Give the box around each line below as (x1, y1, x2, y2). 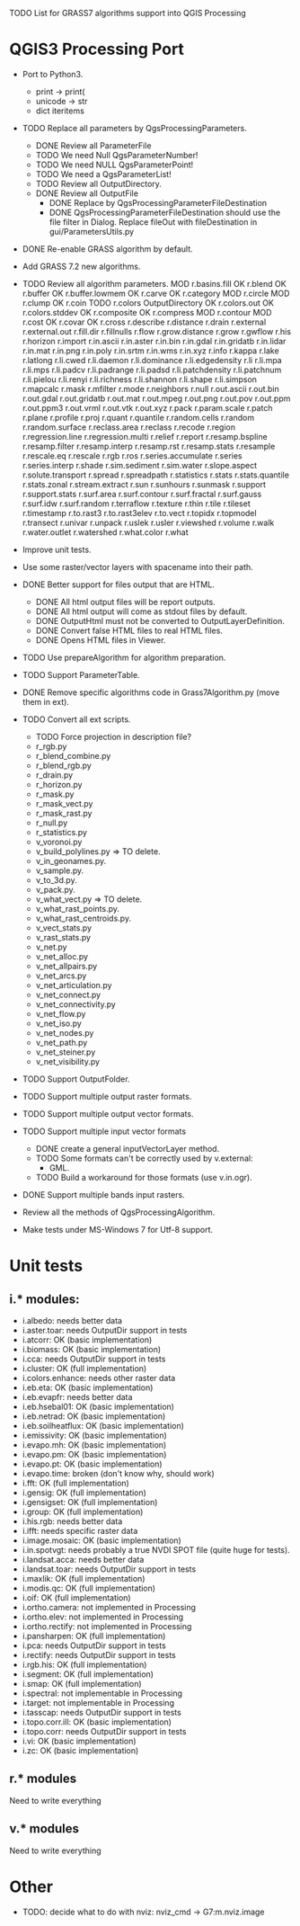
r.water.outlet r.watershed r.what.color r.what (22, 526, 189, 538)
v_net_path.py (35, 1037, 88, 1048)
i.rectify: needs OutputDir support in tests (22, 1649, 177, 1660)
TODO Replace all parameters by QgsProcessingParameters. (22, 122, 247, 133)
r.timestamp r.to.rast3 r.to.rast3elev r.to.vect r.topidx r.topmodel (22, 507, 258, 518)
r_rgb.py (35, 741, 67, 752)
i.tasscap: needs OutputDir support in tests (22, 1707, 181, 1717)
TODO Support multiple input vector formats (22, 1126, 187, 1137)
